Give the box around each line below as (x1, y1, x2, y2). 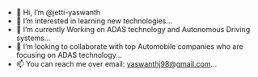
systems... (15, 33, 51, 43)
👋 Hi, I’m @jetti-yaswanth (15, 8, 101, 17)
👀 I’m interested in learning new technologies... (15, 16, 172, 26)
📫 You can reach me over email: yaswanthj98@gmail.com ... (15, 59, 218, 68)
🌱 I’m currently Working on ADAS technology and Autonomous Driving (15, 25, 251, 34)
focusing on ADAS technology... (15, 51, 123, 59)
